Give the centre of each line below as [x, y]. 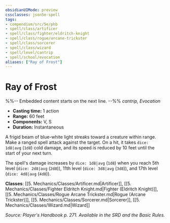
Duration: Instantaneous [38, 127]
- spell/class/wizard [28, 48]
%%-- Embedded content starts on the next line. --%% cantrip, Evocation [83, 101]
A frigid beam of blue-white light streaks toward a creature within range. [81, 137]
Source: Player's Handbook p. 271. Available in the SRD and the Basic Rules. [85, 215]
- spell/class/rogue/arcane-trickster [46, 39]
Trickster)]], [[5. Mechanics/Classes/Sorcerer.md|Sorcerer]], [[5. [73, 200]
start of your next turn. [29, 153]
